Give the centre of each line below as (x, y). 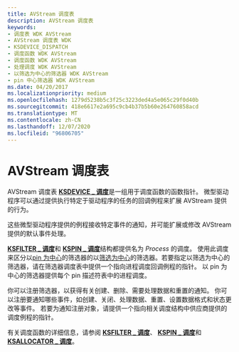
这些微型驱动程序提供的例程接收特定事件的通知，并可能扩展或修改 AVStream (119, 224)
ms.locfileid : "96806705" (46, 133)
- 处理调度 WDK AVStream (42, 67)
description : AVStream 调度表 (51, 21)
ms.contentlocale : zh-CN (44, 120)
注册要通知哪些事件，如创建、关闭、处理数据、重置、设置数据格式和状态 (119, 299)
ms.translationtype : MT (43, 113)
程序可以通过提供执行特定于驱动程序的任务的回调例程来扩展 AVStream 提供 (117, 201)
